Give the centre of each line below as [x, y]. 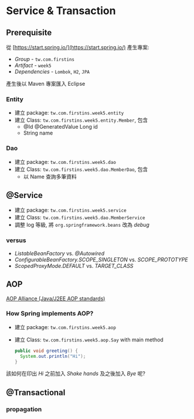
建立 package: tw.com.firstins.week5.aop [65, 327]
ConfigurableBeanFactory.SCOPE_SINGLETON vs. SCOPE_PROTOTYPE [101, 259]
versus [16, 240]
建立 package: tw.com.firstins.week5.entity [69, 113]
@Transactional [36, 392]
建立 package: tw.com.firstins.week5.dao [65, 162]
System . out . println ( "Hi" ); [53, 356]
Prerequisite [29, 33]
